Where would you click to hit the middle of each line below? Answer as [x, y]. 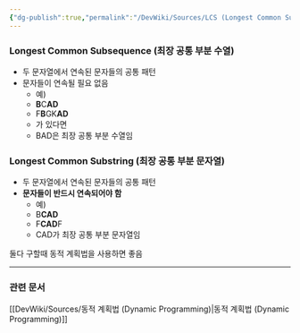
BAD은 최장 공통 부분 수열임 [84, 135]
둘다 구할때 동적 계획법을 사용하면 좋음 [76, 254]
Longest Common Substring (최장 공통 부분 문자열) [117, 160]
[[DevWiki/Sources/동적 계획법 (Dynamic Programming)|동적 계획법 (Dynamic [150, 309]
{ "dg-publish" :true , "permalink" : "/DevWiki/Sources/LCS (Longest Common [145, 17]
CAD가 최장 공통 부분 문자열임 [88, 235]
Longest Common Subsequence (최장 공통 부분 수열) [122, 50]
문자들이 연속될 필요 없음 [65, 82]
